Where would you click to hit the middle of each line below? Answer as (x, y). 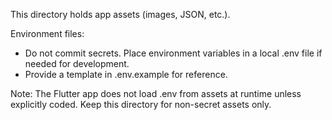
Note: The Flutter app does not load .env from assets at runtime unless (156, 93)
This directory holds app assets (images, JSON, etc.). (120, 14)
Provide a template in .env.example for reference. (126, 74)
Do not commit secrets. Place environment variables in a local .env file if (173, 53)
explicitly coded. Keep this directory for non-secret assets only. (141, 104)
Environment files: (47, 33)
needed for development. (77, 63)
